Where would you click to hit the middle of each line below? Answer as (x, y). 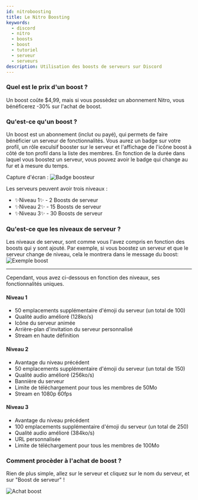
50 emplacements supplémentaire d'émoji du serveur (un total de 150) (100, 368)
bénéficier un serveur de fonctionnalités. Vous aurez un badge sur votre (93, 140)
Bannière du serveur (39, 381)
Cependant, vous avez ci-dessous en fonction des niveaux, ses (83, 277)
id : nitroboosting (29, 12)
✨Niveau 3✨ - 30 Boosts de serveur (59, 213)
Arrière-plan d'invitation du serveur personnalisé (74, 329)
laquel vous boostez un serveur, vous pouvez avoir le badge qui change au (97, 159)
